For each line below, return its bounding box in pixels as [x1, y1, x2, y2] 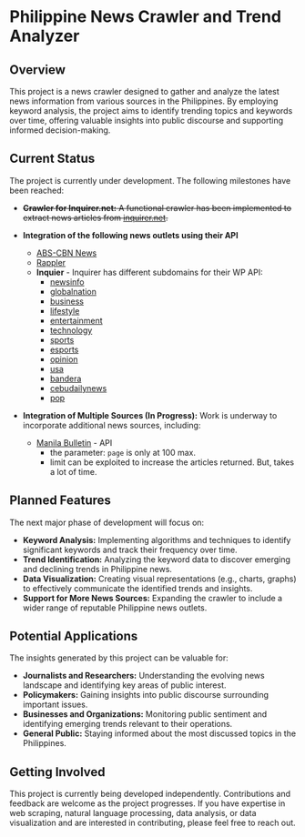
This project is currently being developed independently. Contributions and [9, 789, 291, 800]
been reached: [9, 185, 65, 196]
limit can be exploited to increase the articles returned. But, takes [49, 457, 294, 468]
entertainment [49, 315, 103, 326]
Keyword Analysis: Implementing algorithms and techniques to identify [22, 534, 291, 545]
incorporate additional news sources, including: [22, 419, 201, 430]
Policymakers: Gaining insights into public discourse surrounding [22, 690, 269, 701]
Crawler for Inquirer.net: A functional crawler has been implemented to [22, 202, 292, 213]
